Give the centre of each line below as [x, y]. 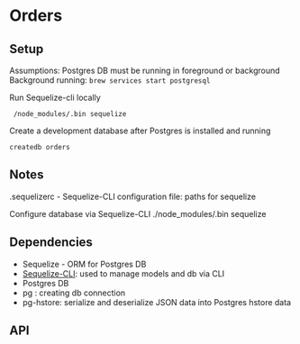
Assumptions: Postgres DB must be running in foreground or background [145, 70]
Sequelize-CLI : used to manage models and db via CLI [123, 273]
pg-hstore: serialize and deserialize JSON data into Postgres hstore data [156, 302]
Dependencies [51, 243]
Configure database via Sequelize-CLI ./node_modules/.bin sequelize [138, 213]
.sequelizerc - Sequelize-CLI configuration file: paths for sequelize [133, 196]
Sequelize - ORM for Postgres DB [84, 264]
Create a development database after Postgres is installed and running [140, 131]
